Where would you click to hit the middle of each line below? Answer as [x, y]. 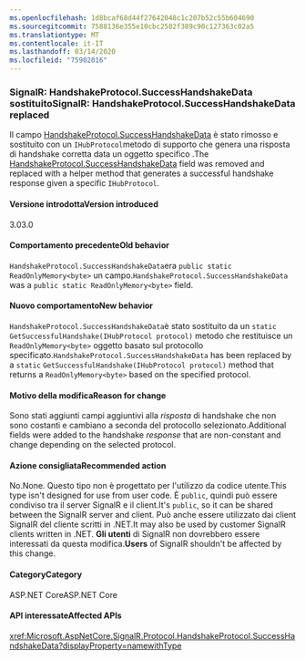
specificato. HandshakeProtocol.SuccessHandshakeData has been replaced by [151, 355]
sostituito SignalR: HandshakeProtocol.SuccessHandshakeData [152, 103]
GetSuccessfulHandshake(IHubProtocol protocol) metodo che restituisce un [151, 335]
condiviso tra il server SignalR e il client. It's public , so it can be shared [141, 505]
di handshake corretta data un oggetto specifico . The [109, 154]
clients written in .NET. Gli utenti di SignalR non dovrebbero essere [135, 534]
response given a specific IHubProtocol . [85, 183]
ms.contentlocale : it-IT [56, 43]
